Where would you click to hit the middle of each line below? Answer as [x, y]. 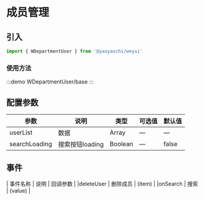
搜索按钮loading [81, 144]
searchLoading [31, 144]
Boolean [121, 144]
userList [21, 132]
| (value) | [18, 190]
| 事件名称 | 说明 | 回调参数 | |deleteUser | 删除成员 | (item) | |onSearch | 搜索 [102, 184]
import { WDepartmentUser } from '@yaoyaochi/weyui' [75, 51]
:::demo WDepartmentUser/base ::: [50, 82]
